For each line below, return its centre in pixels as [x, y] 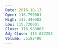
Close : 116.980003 [24, 29]
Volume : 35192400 [23, 39]
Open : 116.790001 [23, 15]
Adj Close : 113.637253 [29, 34]
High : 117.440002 [23, 19]
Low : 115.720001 [22, 24]
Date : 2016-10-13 [23, 10]
